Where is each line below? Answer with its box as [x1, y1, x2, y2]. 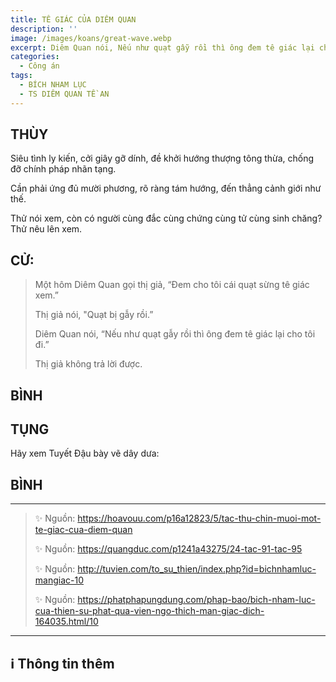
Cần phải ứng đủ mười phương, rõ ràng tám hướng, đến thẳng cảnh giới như [10, 182, 322, 195]
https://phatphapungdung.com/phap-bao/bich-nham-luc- [77, 594, 316, 606]
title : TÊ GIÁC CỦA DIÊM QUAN [10, 14, 137, 25]
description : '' [10, 24, 78, 34]
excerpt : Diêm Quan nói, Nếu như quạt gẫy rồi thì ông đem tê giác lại [10, 42, 315, 53]
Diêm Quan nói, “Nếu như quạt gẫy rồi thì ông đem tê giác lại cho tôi [34, 328, 316, 340]
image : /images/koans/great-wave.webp [10, 33, 172, 43]
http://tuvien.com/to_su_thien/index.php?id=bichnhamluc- [77, 563, 317, 575]
